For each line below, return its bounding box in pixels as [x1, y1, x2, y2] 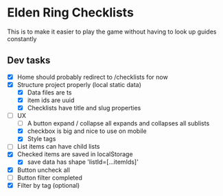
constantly [7, 34, 37, 42]
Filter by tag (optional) [16, 181, 80, 189]
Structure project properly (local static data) [16, 80, 142, 88]
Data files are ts [27, 88, 72, 97]
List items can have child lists [16, 143, 100, 151]
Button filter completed [16, 173, 82, 182]
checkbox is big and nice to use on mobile [27, 127, 147, 135]
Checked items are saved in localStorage [16, 150, 133, 158]
